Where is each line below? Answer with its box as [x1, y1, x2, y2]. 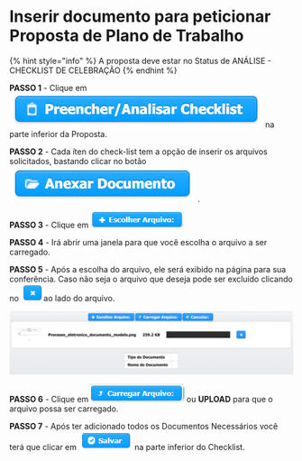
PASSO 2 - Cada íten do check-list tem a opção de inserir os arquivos [9, 146, 268, 157]
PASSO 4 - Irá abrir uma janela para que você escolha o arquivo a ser [9, 236, 268, 247]
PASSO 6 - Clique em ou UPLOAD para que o [9, 393, 273, 404]
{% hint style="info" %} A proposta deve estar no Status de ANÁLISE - [9, 55, 272, 66]
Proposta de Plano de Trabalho [9, 25, 244, 46]
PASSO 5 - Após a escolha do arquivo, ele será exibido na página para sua [9, 263, 287, 274]
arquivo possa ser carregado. [9, 403, 119, 414]
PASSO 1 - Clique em [9, 82, 87, 93]
